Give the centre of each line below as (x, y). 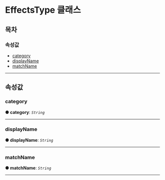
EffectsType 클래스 (43, 10)
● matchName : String (28, 168)
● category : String (25, 112)
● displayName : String (29, 140)
